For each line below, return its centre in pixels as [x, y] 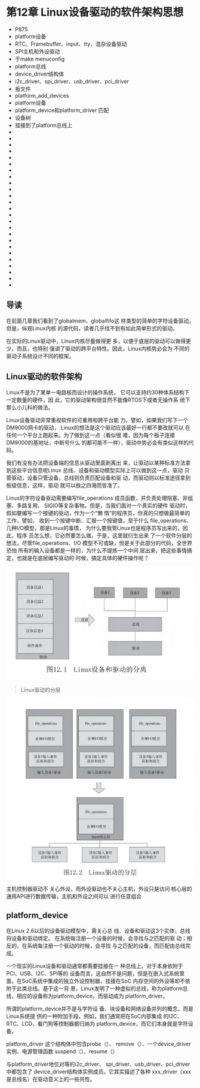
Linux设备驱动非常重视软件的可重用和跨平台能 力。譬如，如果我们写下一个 [97, 420]
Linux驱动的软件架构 [44, 377]
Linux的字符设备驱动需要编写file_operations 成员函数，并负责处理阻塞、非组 [100, 498]
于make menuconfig [40, 59]
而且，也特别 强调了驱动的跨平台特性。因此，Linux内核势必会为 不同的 [103, 348]
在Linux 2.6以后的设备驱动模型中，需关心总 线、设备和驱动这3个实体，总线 [98, 930]
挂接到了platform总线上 [44, 125]
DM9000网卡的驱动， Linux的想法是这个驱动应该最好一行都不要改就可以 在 [99, 427]
